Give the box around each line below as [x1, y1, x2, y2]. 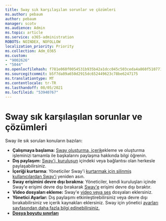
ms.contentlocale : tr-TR [5, 80, 56, 85]
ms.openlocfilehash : [5, 67, 48, 72]
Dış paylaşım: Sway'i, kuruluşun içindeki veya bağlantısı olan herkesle [12, 158, 156, 164]
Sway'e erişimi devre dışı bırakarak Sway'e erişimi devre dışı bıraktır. [12, 184, 152, 190]
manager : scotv [5, 21, 37, 26]
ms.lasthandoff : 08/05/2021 [5, 85, 63, 90]
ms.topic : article [5, 30, 43, 35]
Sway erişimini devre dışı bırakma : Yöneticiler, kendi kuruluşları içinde [12, 179, 157, 185]
